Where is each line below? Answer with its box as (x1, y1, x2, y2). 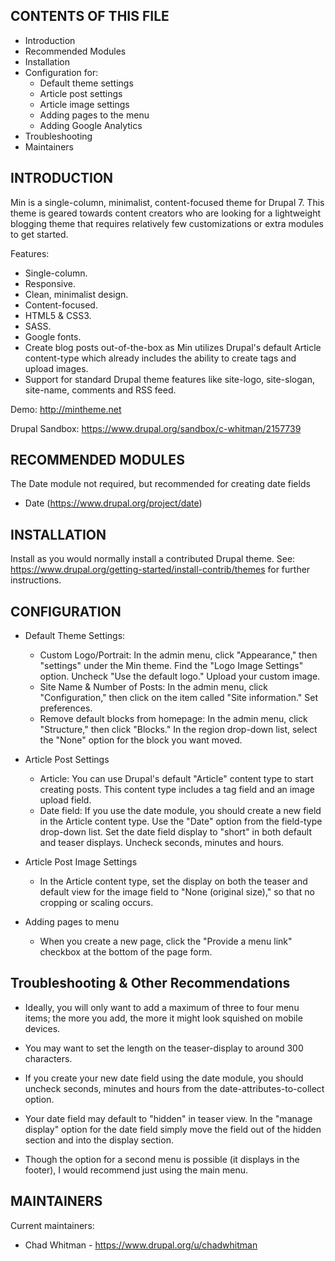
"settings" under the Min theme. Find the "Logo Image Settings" (39, 660, 304, 672)
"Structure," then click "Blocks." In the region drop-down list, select (39, 724, 318, 736)
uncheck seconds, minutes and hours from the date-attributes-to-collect (24, 1082, 325, 1094)
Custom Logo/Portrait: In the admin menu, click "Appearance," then (39, 649, 318, 661)
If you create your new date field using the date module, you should (24, 1072, 304, 1084)
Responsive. (24, 277, 76, 289)
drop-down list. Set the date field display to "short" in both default (39, 826, 312, 838)
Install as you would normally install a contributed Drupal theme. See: (10, 553, 296, 565)
